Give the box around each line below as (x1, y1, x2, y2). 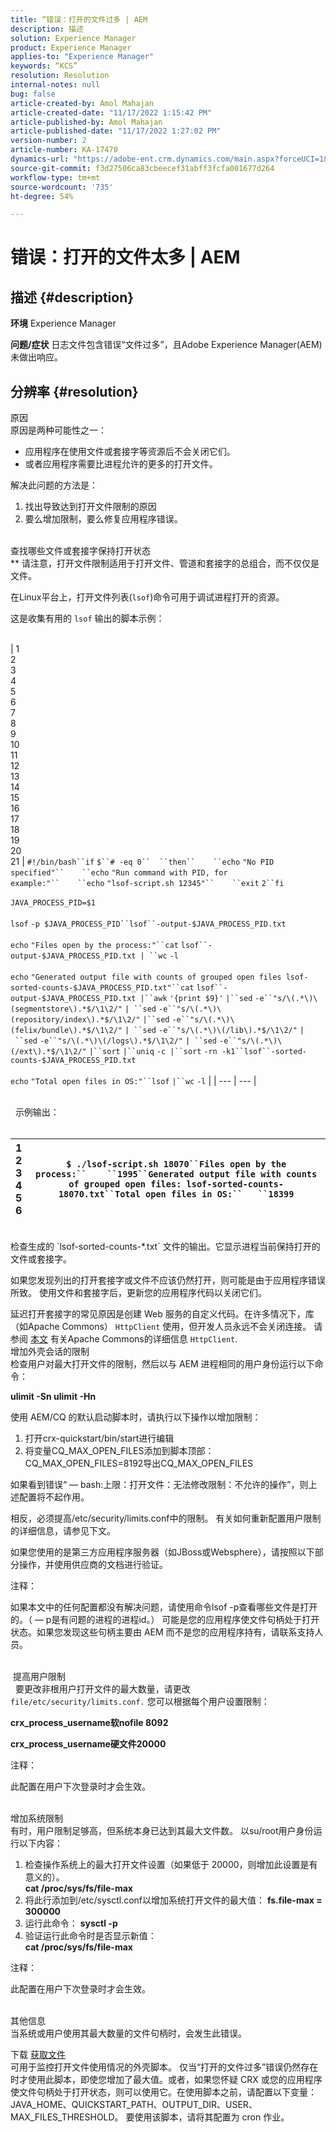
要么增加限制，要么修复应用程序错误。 (24, 513, 183, 525)
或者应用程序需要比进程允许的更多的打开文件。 (24, 458, 218, 470)
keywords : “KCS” (10, 61, 78, 71)
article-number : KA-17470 (10, 145, 118, 155)
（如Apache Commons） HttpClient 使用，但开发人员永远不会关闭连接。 (10, 1321, 312, 1333)
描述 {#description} (10, 289, 135, 306)
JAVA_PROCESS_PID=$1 (10, 898, 97, 908)
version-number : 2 (10, 136, 87, 146)
